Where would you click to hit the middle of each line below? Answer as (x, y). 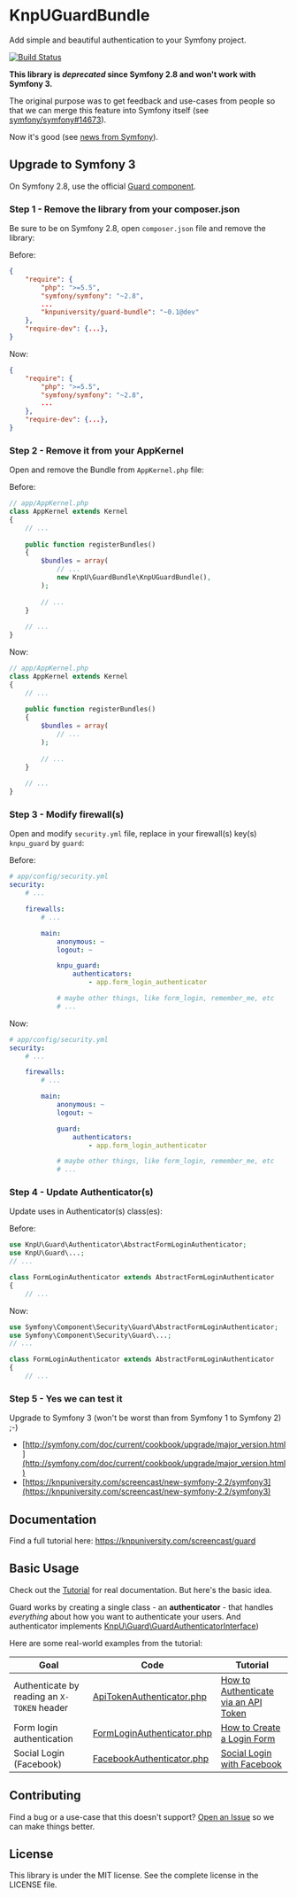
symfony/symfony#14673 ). (58, 120)
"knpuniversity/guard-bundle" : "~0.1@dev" (120, 312)
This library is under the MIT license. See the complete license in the (134, 1876)
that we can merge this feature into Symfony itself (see (109, 110)
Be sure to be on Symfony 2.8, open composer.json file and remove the (138, 229)
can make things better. (52, 1826)
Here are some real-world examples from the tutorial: (106, 1643)
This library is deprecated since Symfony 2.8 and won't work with (133, 74)
